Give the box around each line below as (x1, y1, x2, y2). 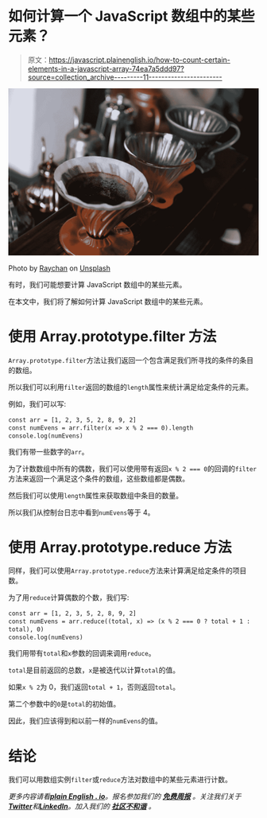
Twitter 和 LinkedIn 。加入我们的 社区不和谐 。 (8, 801, 156, 812)
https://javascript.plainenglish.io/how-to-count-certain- (48, 55, 230, 64)
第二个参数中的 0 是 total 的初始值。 (8, 699, 121, 709)
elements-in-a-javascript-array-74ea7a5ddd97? (27, 64, 184, 73)
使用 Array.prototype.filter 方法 (8, 327, 217, 345)
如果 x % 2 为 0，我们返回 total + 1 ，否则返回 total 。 (8, 682, 180, 692)
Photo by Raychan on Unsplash (8, 263, 111, 273)
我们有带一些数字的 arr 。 (8, 446, 89, 456)
